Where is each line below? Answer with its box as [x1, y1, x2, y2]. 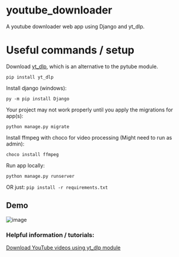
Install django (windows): [6, 84, 67, 92]
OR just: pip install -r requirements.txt [6, 183, 109, 191]
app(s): [6, 112, 23, 119]
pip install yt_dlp [6, 74, 54, 80]
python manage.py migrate [6, 124, 69, 130]
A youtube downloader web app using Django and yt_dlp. [6, 23, 145, 30]
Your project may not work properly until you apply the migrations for [6, 106, 173, 113]
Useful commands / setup [6, 43, 135, 57]
